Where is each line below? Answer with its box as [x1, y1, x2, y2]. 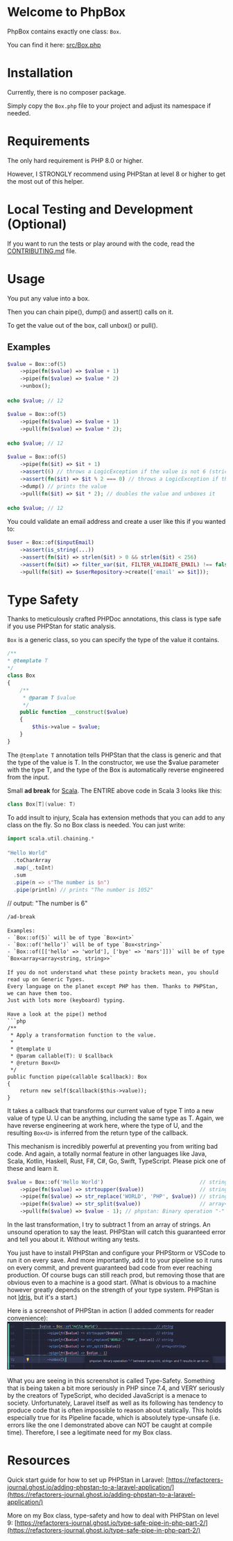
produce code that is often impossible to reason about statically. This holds [7, 1406, 222, 1414]
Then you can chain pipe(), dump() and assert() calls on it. [7, 308, 173, 316]
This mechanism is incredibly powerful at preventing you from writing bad [7, 1142, 218, 1150]
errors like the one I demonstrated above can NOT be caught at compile [7, 1421, 213, 1429]
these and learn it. [7, 1164, 59, 1172]
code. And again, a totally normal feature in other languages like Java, [7, 1149, 207, 1158]
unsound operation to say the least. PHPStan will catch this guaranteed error [7, 1228, 226, 1236]
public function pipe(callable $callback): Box [7, 1073, 148, 1080]
